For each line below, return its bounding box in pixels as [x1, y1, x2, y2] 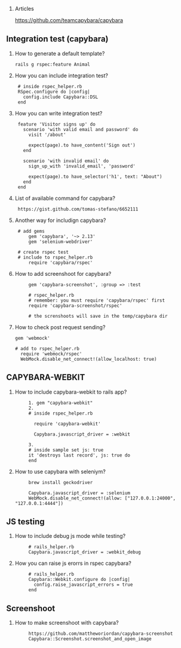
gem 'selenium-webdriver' [28, 239, 93, 245]
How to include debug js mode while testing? [14, 533, 126, 540]
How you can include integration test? [14, 72, 109, 79]
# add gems [17, 228, 45, 234]
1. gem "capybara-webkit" [28, 400, 93, 406]
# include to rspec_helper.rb [17, 254, 93, 260]
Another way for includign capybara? [14, 217, 106, 224]
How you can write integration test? [14, 109, 103, 117]
